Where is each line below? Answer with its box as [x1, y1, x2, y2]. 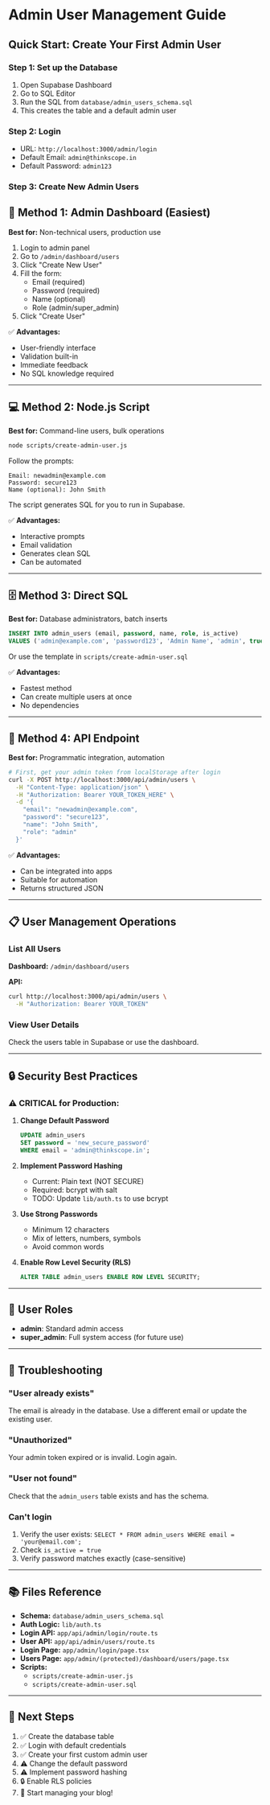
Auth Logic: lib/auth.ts [19, 1619, 102, 1629]
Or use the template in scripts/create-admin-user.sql [8, 652, 189, 661]
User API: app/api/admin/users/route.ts [19, 1636, 155, 1646]
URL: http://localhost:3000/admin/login [19, 144, 157, 154]
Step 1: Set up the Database [8, 62, 118, 73]
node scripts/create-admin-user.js [8, 441, 128, 450]
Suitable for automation [19, 874, 98, 884]
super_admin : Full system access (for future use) [19, 1333, 184, 1342]
